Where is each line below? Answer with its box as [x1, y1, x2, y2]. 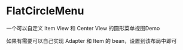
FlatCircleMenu [6, 4, 84, 18]
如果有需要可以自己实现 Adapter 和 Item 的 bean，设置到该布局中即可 [6, 37, 178, 44]
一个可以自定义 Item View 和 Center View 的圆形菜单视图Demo [6, 24, 160, 32]
